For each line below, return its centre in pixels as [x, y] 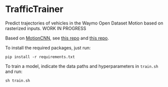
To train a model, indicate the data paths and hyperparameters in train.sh [82, 66]
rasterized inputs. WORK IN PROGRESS [46, 28]
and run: [14, 71]
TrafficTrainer [34, 9]
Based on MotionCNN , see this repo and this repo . [57, 38]
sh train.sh [18, 80]
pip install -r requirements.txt [40, 57]
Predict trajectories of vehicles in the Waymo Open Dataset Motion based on [84, 23]
